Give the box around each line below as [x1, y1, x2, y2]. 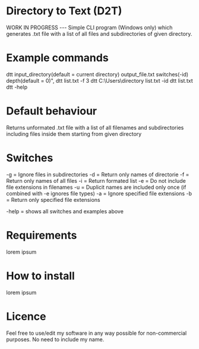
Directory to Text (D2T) [6, 4, 122, 18]
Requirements [6, 228, 77, 242]
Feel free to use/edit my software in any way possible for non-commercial [6, 329, 187, 336]
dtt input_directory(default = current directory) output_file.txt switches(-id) [6, 70, 189, 78]
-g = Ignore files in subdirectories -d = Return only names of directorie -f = [6, 171, 189, 178]
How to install [6, 269, 75, 282]
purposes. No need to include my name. [6, 335, 105, 343]
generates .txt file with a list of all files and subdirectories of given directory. [6, 30, 192, 37]
